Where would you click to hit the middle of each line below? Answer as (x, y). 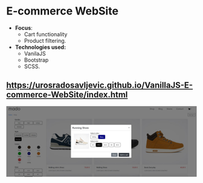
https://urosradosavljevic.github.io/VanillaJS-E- (100, 85)
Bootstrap (36, 60)
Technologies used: (40, 47)
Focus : (24, 28)
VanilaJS (35, 53)
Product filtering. (45, 40)
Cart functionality (46, 34)
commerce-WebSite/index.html (67, 95)
